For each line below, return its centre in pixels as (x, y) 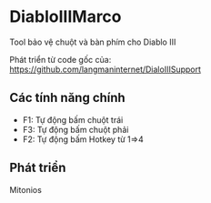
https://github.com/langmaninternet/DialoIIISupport (105, 69)
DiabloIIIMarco (65, 17)
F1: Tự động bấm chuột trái (73, 119)
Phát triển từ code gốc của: (60, 59)
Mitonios (26, 189)
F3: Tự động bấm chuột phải (75, 129)
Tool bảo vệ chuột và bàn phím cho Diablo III (93, 42)
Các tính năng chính (67, 98)
